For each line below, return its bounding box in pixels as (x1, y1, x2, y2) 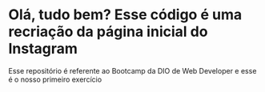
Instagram (8, 40, 78, 58)
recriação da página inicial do (8, 22, 208, 41)
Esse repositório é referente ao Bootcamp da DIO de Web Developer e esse (8, 66, 257, 75)
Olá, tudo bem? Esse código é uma (8, 6, 243, 24)
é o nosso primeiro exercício (8, 74, 102, 84)
